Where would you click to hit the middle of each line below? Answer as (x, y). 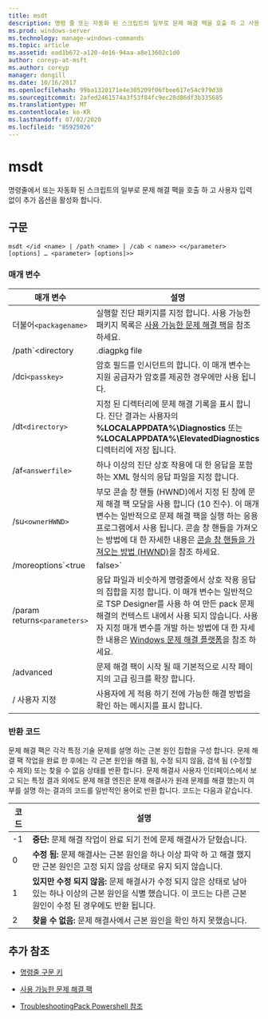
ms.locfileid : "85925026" (51, 127)
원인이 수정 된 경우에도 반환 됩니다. (94, 906)
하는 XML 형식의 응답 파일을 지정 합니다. (167, 476)
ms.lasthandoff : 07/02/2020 (55, 120)
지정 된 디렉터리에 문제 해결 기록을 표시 (165, 404)
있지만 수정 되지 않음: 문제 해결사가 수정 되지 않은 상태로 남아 (140, 882)
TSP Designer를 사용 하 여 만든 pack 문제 (180, 603)
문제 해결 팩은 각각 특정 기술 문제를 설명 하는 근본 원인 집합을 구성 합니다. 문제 (129, 750)
